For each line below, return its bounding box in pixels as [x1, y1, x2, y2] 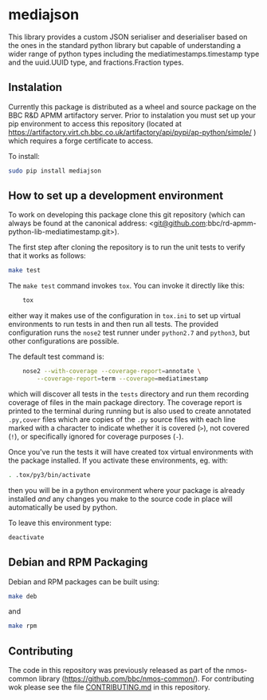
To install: [8, 151, 40, 161]
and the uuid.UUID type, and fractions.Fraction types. [8, 58, 184, 67]
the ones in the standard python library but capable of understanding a [8, 40, 241, 50]
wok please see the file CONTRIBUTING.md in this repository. [8, 682, 210, 692]
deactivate [8, 533, 45, 541]
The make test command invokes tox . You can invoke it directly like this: [8, 281, 245, 291]
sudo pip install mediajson [8, 166, 102, 175]
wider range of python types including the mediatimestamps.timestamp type [8, 49, 260, 58]
